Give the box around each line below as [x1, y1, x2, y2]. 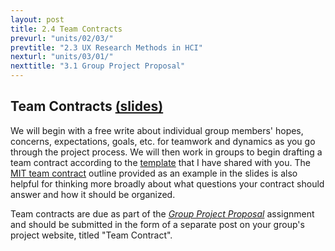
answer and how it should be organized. [10, 188, 176, 200]
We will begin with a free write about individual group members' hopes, [10, 124, 304, 136]
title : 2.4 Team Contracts [10, 24, 123, 34]
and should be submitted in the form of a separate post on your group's [10, 218, 305, 230]
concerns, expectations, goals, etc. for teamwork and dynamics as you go [10, 135, 316, 147]
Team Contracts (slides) [10, 98, 164, 115]
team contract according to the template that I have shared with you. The [10, 156, 311, 168]
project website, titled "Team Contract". [10, 229, 173, 241]
